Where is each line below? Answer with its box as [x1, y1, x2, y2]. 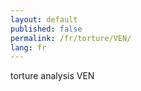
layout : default [10, 14, 78, 25]
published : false [10, 24, 83, 34]
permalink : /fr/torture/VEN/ [10, 33, 132, 43]
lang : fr [10, 42, 47, 53]
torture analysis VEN [10, 70, 95, 82]
